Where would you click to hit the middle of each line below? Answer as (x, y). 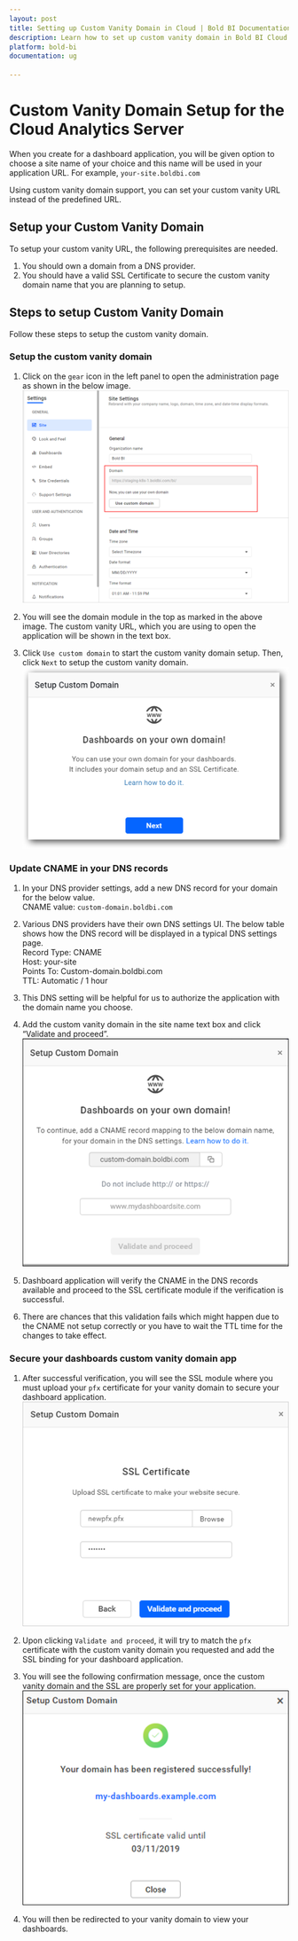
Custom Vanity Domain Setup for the (147, 110)
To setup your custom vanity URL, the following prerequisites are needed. (144, 248)
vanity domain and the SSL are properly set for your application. (139, 1686)
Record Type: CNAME (62, 952)
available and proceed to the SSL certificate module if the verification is (153, 1290)
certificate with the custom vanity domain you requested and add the (148, 1650)
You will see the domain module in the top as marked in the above (142, 617)
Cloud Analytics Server (97, 130)
